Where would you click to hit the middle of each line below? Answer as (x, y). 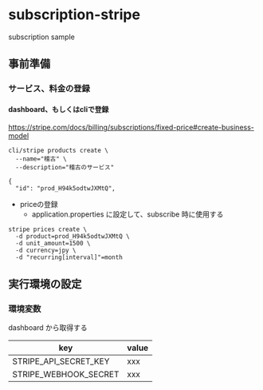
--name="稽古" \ (41, 159)
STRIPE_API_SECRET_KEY (61, 361)
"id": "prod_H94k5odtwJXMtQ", (65, 189)
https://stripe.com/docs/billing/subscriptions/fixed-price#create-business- (131, 127)
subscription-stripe (75, 15)
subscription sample (42, 37)
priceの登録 (39, 205)
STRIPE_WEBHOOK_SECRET (66, 375)
